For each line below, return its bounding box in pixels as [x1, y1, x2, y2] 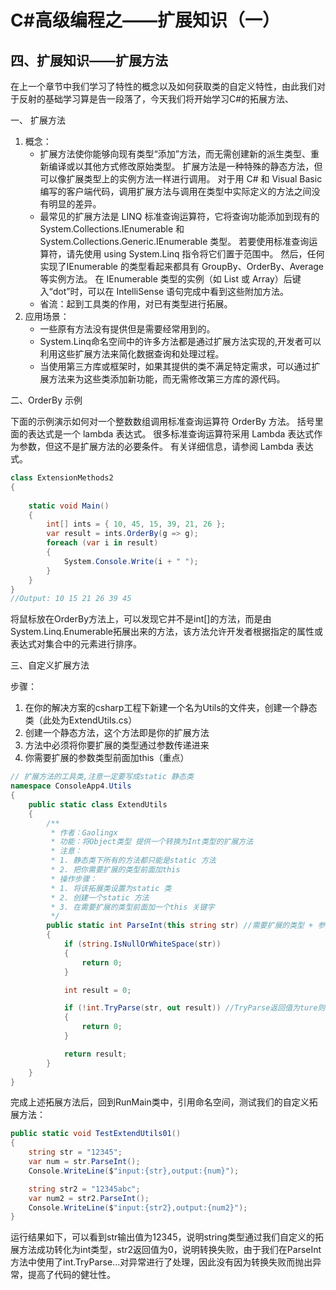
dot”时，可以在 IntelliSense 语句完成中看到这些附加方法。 [52, 286, 290, 297]
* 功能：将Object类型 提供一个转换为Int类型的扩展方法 [50, 837, 254, 847]
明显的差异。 [48, 198, 102, 210]
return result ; [63, 1049, 128, 1059]
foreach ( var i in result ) [46, 538, 159, 548]
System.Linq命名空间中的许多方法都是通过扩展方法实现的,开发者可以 [39, 336, 322, 347]
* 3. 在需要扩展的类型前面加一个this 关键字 [50, 902, 215, 912]
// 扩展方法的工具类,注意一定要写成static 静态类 [10, 772, 194, 782]
